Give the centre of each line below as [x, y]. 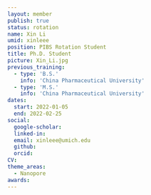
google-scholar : [38, 127]
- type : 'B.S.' [36, 74]
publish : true [28, 21]
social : [19, 120]
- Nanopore [30, 173]
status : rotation [33, 27]
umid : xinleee [28, 41]
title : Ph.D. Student [40, 54]
